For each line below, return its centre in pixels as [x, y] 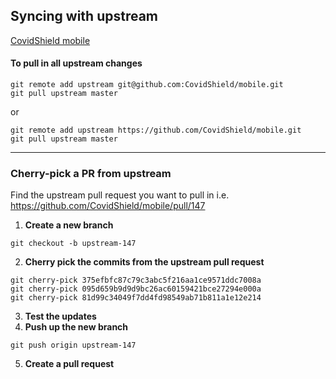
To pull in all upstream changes [76, 63]
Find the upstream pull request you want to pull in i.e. [120, 195]
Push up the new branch [76, 327]
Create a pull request [69, 364]
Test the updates [60, 316]
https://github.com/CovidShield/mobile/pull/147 [108, 206]
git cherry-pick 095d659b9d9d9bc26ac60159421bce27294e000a [136, 289]
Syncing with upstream [84, 16]
